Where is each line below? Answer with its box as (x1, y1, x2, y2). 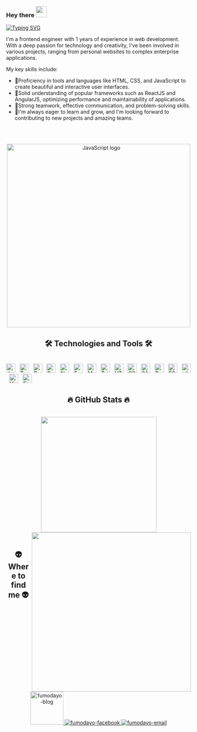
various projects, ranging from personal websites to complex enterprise (6, 48, 179, 55)
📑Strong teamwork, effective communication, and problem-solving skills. (14, 102, 191, 109)
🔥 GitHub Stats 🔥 (67, 394, 130, 404)
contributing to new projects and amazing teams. (14, 114, 133, 122)
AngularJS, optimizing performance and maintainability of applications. (14, 96, 186, 103)
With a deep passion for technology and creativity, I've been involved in (6, 42, 179, 49)
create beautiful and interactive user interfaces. (14, 83, 130, 90)
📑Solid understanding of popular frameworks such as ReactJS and (14, 90, 176, 97)
